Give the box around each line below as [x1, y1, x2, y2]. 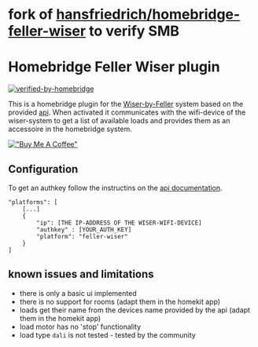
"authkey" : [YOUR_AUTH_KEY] [36, 225, 132, 233]
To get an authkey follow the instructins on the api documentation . [8, 183, 223, 192]
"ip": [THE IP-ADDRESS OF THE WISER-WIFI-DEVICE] [36, 218, 202, 227]
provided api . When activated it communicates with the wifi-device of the [8, 108, 246, 117]
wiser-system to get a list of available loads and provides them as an [8, 116, 230, 126]
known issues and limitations [8, 268, 155, 281]
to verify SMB [89, 22, 179, 40]
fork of [8, 5, 53, 24]
